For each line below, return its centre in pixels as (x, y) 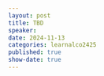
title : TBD (26, 23)
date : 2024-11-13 (37, 38)
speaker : (22, 30)
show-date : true (35, 60)
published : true (35, 52)
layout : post (30, 15)
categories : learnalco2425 (52, 45)
